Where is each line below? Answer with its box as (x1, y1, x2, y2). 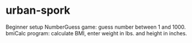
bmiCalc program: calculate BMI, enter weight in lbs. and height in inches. (5, 29, 187, 36)
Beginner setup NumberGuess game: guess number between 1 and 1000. (5, 23, 186, 30)
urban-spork (5, 4, 71, 17)
